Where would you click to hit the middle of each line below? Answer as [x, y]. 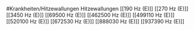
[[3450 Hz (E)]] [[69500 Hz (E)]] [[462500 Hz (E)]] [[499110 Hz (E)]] [90, 15]
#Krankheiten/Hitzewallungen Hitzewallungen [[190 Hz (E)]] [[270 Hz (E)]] [97, 9]
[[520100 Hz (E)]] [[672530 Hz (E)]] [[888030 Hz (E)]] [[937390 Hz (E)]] [95, 21]
